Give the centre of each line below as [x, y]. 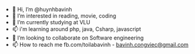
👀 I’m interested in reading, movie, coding [64, 16]
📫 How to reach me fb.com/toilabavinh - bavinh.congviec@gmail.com [100, 45]
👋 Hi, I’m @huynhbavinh [42, 9]
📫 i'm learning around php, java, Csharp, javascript [77, 29]
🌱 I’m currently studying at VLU [51, 22]
